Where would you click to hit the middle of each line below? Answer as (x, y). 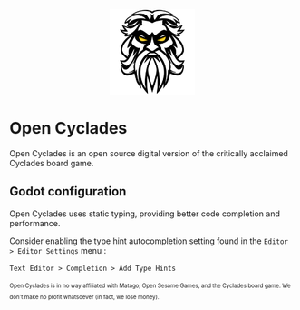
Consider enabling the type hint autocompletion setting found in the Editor (149, 241)
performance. (35, 223)
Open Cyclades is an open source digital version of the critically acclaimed (149, 153)
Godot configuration (68, 191)
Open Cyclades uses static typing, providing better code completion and (145, 214)
